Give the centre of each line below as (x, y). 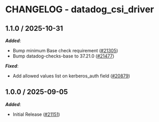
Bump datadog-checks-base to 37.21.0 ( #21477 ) (63, 56)
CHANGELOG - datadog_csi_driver (80, 9)
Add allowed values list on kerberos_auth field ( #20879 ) (71, 76)
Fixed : (12, 66)
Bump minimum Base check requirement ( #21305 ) (65, 50)
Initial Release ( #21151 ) (36, 114)
